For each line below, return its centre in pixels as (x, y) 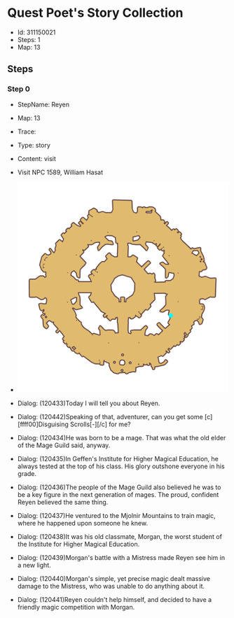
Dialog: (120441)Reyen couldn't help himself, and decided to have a (115, 599)
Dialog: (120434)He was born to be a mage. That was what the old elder (122, 437)
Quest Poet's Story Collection (95, 13)
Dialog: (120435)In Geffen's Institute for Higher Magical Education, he (118, 458)
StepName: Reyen (43, 104)
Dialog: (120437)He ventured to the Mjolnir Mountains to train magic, (116, 515)
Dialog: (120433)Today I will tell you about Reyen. (89, 403)
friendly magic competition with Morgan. (76, 607)
